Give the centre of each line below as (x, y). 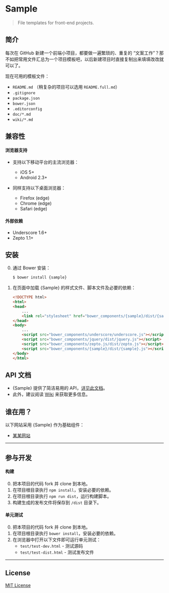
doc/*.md (22, 114)
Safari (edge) (34, 209)
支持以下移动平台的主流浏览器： (46, 162)
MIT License (18, 585)
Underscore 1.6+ (30, 233)
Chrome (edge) (36, 203)
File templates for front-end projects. (56, 23)
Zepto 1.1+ (23, 238)
